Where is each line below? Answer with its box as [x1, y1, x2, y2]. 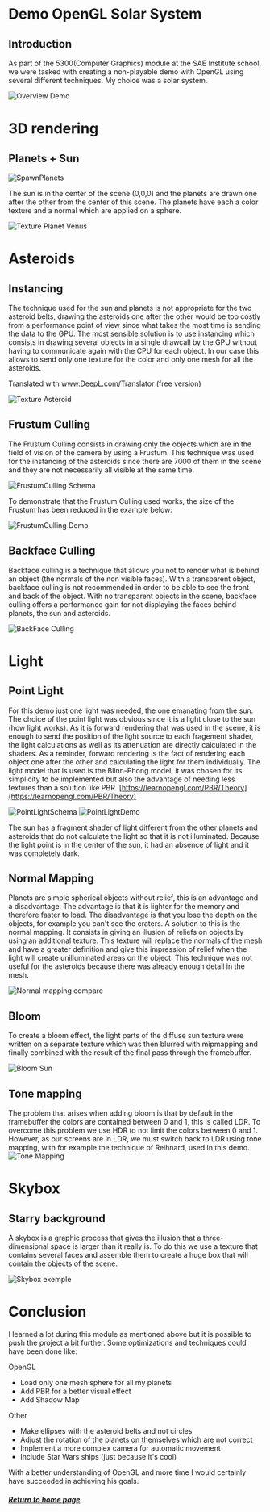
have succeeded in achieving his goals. [8, 1476, 139, 1485]
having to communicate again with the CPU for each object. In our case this [8, 346, 260, 355]
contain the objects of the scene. [8, 1259, 118, 1268]
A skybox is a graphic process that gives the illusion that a [8, 1233, 201, 1243]
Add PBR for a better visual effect [19, 1386, 131, 1396]
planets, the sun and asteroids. [8, 608, 111, 618]
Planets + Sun [8, 151, 80, 165]
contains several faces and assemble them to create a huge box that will [8, 1250, 248, 1260]
